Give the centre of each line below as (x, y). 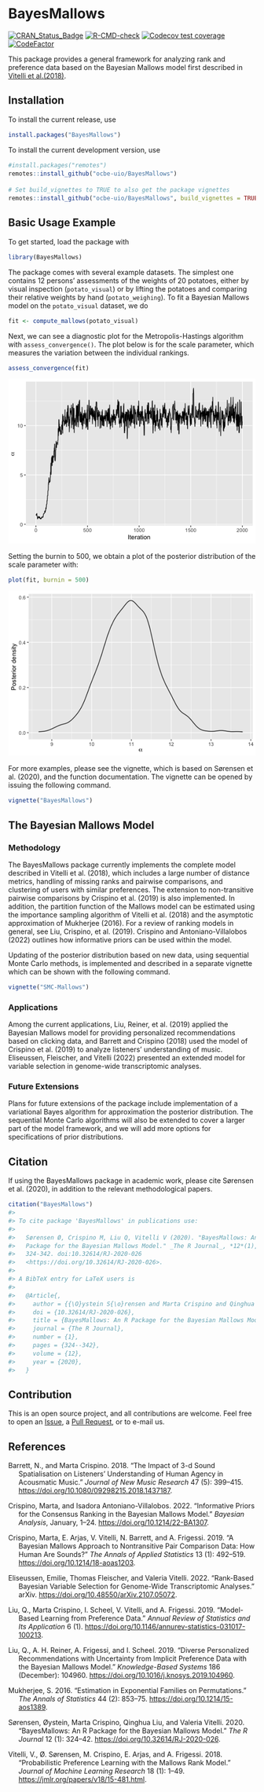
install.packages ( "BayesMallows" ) (65, 134)
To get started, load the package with (69, 241)
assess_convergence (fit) (49, 368)
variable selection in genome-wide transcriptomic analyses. (105, 1067)
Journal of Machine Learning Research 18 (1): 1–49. (102, 1771)
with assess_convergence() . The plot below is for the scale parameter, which (131, 344)
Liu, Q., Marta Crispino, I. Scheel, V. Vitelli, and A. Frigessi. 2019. (112, 1610)
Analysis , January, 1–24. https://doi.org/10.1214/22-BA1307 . (114, 1522)
